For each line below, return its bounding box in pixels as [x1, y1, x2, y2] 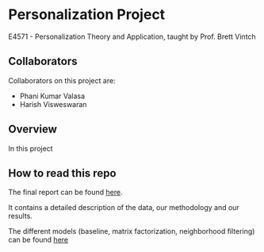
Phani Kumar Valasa [19, 91, 86, 101]
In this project [8, 143, 53, 153]
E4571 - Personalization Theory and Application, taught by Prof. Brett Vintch [8, 32, 256, 41]
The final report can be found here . [8, 188, 123, 197]
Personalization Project [8, 6, 166, 24]
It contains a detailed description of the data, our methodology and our [8, 203, 239, 212]
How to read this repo [8, 166, 117, 180]
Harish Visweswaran [19, 99, 87, 109]
